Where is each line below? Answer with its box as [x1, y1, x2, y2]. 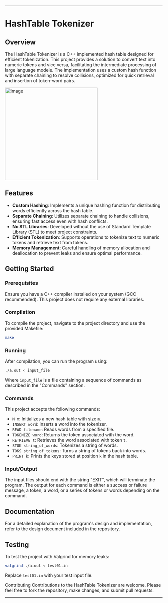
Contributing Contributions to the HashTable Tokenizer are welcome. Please [5, 582, 161, 588]
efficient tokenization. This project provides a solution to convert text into [5, 56, 156, 62]
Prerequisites [5, 280, 38, 287]
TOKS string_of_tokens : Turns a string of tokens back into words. [12, 448, 146, 454]
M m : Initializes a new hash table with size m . [12, 416, 101, 422]
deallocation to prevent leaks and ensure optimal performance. [12, 250, 142, 256]
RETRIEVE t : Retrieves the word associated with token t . [12, 437, 127, 443]
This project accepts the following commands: [5, 406, 101, 412]
